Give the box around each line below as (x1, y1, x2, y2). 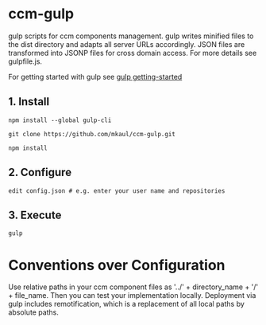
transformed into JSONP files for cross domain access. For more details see (8, 48, 257, 57)
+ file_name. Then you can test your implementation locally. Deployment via (8, 291, 256, 300)
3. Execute (8, 208, 62, 221)
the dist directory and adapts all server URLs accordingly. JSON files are (8, 39, 245, 49)
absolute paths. (8, 307, 60, 317)
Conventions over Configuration (8, 256, 226, 274)
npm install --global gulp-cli (8, 116, 112, 124)
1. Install (8, 95, 50, 108)
